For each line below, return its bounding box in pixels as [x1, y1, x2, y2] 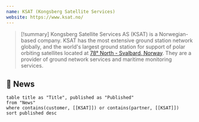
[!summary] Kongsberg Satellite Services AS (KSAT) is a [20, 30, 158, 37]
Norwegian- [159, 30, 188, 37]
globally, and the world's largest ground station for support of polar [20, 43, 186, 50]
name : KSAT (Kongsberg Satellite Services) [6, 8, 116, 15]
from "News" [6, 100, 36, 106]
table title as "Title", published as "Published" [6, 95, 134, 101]
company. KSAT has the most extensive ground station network [37, 37, 193, 44]
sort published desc [6, 110, 58, 116]
